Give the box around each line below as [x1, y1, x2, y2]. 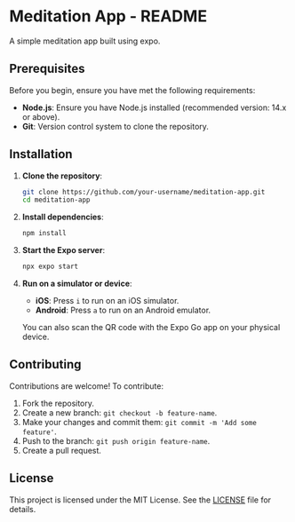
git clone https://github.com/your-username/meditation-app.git [21, 187, 266, 196]
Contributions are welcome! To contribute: [9, 380, 164, 391]
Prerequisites [9, 61, 85, 76]
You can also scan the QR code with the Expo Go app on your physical [21, 322, 281, 333]
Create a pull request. [21, 445, 102, 455]
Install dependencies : [21, 211, 104, 223]
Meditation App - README [9, 6, 207, 27]
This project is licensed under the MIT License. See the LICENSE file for [9, 494, 272, 505]
